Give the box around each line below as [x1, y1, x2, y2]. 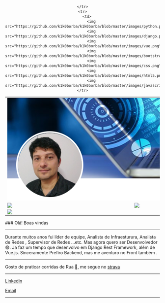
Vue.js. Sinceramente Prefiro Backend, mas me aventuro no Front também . [5, 249, 158, 255]
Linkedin [5, 278, 23, 284]
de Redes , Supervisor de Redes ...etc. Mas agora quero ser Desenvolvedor [5, 239, 158, 245]
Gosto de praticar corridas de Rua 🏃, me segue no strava [5, 264, 120, 269]
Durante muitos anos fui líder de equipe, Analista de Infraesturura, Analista [5, 234, 156, 240]
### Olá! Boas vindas [5, 220, 49, 226]
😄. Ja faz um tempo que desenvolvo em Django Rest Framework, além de [5, 244, 155, 250]
